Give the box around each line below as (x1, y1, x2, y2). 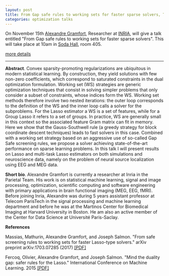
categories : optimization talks (5, 17, 73, 22)
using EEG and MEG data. (5, 162, 59, 168)
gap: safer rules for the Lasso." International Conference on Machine (5, 260, 147, 266)
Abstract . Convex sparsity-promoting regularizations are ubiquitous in (5, 65, 151, 72)
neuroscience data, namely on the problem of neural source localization (5, 157, 154, 163)
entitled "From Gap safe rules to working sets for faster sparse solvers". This (5, 36, 164, 42)
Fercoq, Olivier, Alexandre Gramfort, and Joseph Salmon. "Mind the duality (5, 254, 160, 260)
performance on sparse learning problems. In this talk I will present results (5, 146, 159, 152)
